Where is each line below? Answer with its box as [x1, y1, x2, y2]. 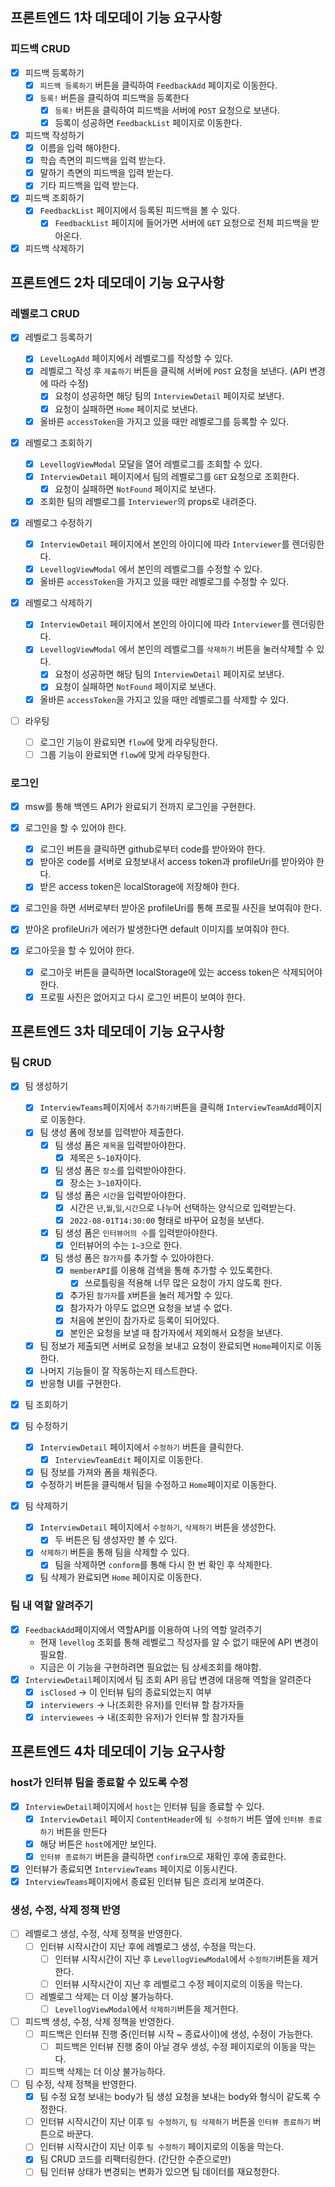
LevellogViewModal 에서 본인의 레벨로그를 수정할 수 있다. [39, 563, 263, 575]
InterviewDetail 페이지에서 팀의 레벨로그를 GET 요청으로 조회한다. [39, 470, 300, 482]
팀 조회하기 [24, 1398, 69, 1410]
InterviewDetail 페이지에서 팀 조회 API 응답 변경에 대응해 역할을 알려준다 [24, 1673, 312, 1685]
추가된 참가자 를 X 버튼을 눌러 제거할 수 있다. [69, 1289, 234, 1302]
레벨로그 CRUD [10, 306, 80, 320]
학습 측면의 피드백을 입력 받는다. [39, 154, 166, 167]
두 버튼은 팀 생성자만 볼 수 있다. [54, 1534, 178, 1546]
